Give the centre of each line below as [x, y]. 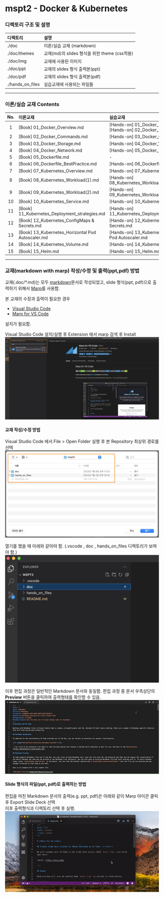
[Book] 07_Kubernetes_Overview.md [56, 171]
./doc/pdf [17, 76]
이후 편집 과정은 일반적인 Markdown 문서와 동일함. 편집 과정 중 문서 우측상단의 [80, 691]
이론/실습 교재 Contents [32, 104]
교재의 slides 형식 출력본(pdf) [72, 77]
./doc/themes [20, 53]
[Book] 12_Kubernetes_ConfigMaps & [57, 220]
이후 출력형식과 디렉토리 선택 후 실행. [40, 808]
